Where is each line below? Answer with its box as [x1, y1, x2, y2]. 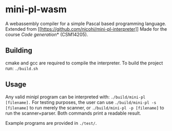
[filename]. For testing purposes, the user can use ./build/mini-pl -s [5, 99, 157, 105]
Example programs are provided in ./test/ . [5, 120, 97, 126]
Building [5, 46, 32, 55]
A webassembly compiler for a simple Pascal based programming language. [5, 20, 166, 27]
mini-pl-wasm [5, 4, 67, 15]
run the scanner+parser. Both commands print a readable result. [5, 110, 141, 116]
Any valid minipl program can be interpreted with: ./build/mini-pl [5, 94, 146, 100]
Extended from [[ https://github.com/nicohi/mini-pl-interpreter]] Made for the [5, 26, 167, 32]
